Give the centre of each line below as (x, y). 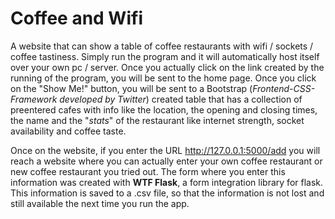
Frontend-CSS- (284, 88)
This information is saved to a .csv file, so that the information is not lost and (167, 193)
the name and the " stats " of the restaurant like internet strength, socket (157, 120)
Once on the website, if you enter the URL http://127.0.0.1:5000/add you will (165, 150)
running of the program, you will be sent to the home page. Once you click (163, 78)
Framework (34, 99)
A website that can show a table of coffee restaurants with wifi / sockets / (162, 46)
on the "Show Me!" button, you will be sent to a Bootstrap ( (131, 88)
